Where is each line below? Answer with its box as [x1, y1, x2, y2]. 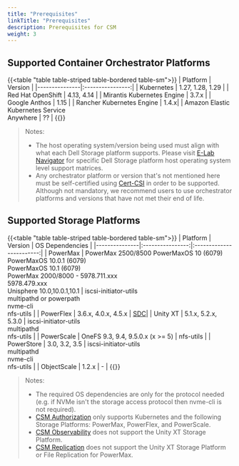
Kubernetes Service [7, 106, 66, 115]
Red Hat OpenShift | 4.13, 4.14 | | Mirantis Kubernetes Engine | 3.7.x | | [7, 90, 212, 100]
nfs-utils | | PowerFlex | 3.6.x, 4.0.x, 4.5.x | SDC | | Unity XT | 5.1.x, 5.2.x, [7, 309, 218, 318]
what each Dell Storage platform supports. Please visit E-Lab [35, 149, 215, 157]
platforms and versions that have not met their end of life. [35, 194, 205, 203]
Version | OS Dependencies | [7, 241, 93, 249]
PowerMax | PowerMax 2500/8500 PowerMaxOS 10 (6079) [49, 249, 223, 257]
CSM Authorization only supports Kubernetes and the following [35, 413, 222, 421]
